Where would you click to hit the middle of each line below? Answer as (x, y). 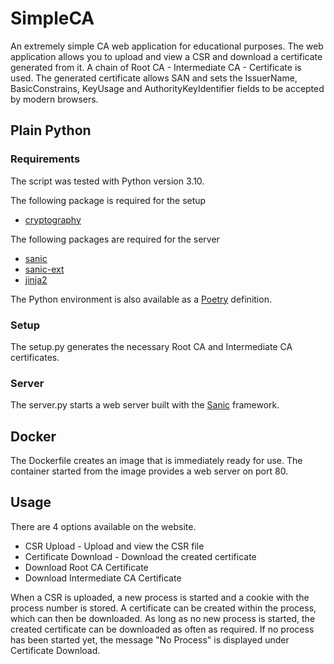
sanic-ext (44, 269)
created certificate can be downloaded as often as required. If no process (162, 629)
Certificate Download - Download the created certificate (140, 556)
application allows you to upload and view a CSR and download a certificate (166, 56)
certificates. (35, 357)
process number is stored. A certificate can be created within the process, (163, 608)
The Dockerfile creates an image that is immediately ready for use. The (156, 461)
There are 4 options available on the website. (103, 526)
